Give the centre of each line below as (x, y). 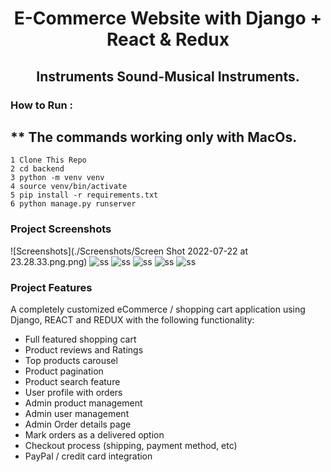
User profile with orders (73, 392)
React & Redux (168, 39)
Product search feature (72, 381)
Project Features (51, 287)
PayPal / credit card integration (88, 456)
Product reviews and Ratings (84, 349)
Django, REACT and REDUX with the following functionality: (132, 319)
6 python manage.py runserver (73, 204)
